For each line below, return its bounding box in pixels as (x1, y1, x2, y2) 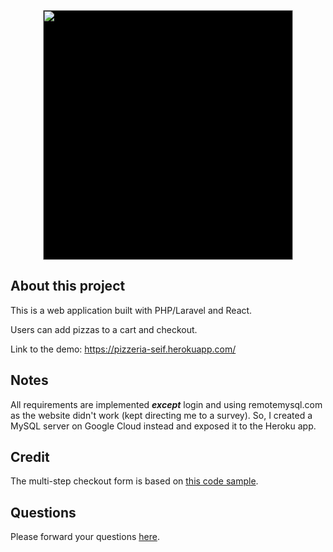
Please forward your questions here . (10, 531, 160, 543)
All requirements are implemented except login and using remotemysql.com (10, 398, 323, 410)
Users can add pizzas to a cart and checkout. (10, 323, 198, 335)
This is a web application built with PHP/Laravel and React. (10, 304, 253, 316)
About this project (10, 278, 126, 295)
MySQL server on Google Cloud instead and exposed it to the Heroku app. (10, 420, 317, 432)
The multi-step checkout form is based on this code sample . (10, 475, 259, 487)
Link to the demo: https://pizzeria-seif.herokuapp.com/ (10, 343, 237, 355)
